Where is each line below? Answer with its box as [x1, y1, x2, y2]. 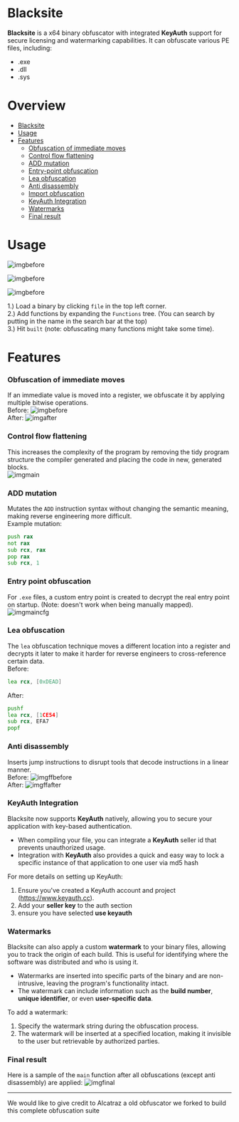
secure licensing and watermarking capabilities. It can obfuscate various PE [7, 36, 230, 44]
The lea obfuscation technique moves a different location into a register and [7, 641, 231, 650]
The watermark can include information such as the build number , [17, 987, 213, 995]
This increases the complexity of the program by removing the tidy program [7, 447, 230, 456]
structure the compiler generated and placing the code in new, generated [7, 455, 222, 463]
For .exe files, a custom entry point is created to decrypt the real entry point [7, 592, 230, 601]
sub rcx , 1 [7, 560, 40, 567]
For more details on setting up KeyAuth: [7, 872, 123, 881]
